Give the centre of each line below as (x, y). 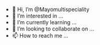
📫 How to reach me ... (40, 36)
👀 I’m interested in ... (38, 16)
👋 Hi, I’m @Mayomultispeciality (51, 9)
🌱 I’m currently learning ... (44, 22)
